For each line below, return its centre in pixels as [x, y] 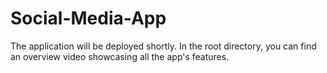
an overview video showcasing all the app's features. [120, 56]
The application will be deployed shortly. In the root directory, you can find [163, 46]
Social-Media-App [88, 18]
